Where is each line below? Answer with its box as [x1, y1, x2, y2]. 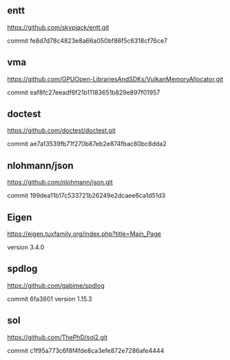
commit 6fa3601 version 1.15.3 [7, 294, 92, 303]
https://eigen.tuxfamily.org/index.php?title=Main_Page [7, 230, 162, 238]
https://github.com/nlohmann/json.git [7, 178, 114, 186]
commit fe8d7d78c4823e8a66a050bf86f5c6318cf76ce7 [7, 37, 167, 45]
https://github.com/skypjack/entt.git [7, 23, 109, 31]
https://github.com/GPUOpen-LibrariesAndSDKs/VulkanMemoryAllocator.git [7, 74, 224, 83]
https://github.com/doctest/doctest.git [7, 126, 116, 134]
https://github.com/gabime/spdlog [7, 281, 105, 290]
